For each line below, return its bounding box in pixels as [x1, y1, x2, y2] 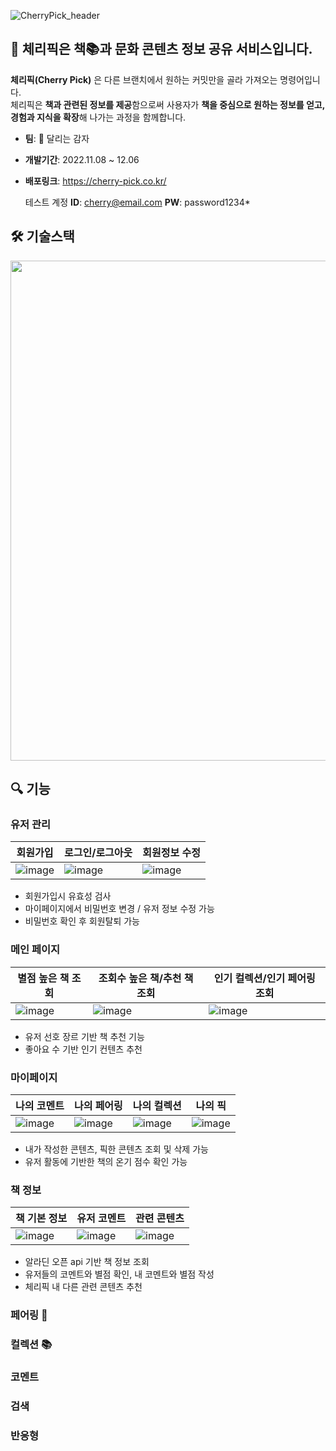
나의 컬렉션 [132, 1098, 182, 1112]
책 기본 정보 [15, 1211, 68, 1225]
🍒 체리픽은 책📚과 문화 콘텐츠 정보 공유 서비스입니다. [10, 41, 313, 58]
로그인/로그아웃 [64, 846, 133, 860]
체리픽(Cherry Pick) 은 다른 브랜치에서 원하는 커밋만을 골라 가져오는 [10, 73, 278, 85]
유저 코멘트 [76, 1211, 127, 1225]
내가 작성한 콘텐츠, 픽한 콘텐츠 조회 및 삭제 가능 [24, 1143, 209, 1155]
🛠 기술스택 [10, 228, 75, 245]
